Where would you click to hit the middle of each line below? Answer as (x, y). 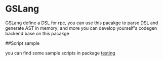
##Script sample (23, 43)
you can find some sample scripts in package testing (60, 53)
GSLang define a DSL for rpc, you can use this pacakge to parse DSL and (82, 23)
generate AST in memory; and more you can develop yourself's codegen (81, 28)
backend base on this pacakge (37, 33)
